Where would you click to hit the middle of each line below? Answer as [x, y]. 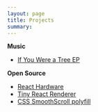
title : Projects [31, 20]
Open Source [27, 73]
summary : [20, 26]
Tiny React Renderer [47, 94]
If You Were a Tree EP [48, 60]
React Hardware [40, 87]
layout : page [26, 14]
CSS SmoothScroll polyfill [54, 102]
